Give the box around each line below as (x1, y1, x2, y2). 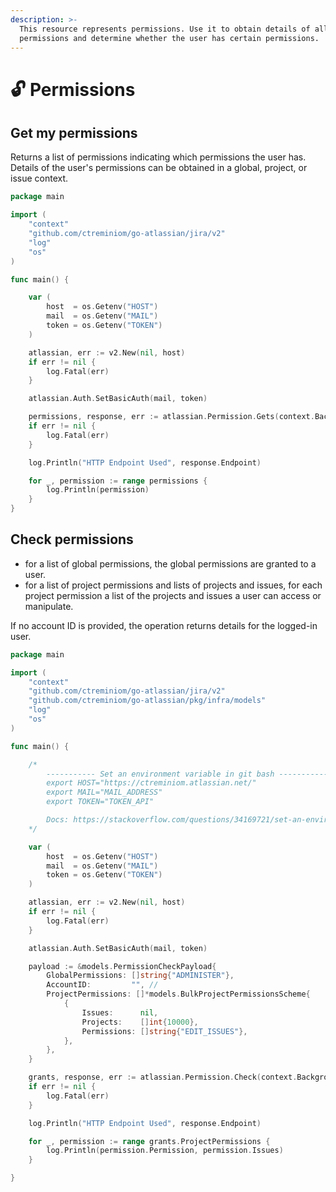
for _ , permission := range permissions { (28, 476, 208, 486)
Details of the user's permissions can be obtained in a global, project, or (10, 162, 308, 174)
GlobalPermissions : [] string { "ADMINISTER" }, (46, 971, 235, 981)
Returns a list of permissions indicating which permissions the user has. (10, 151, 307, 163)
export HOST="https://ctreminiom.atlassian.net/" (46, 778, 257, 788)
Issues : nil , (81, 1007, 159, 1018)
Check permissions (10, 531, 134, 548)
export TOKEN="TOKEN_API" (46, 797, 155, 807)
